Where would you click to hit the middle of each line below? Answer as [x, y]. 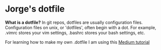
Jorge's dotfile [35, 9]
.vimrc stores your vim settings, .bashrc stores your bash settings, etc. [75, 33]
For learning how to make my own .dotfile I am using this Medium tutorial [77, 42]
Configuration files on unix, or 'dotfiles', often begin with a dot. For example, [80, 27]
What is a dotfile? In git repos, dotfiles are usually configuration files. [74, 22]
